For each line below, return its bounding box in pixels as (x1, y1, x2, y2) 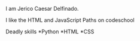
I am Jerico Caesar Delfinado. (5, 5, 79, 12)
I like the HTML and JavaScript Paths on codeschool (5, 17, 135, 23)
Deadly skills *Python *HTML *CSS (5, 28, 95, 35)
